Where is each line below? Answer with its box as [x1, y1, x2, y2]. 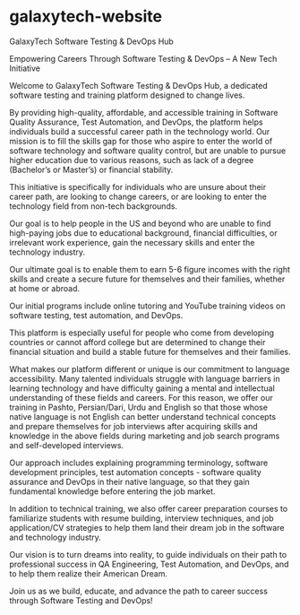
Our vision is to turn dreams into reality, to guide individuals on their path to [9, 549, 287, 559]
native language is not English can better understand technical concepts [9, 411, 276, 422]
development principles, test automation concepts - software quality [9, 466, 261, 477]
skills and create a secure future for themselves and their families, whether [9, 273, 286, 284]
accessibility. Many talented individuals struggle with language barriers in [9, 373, 280, 384]
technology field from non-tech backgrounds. [9, 200, 177, 212]
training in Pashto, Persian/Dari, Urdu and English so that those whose [9, 402, 269, 412]
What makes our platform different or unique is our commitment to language [9, 363, 290, 374]
